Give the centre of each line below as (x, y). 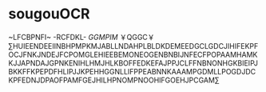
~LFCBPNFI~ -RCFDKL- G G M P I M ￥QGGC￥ (81, 37)
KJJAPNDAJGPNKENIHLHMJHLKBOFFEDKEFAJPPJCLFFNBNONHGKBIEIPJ (133, 63)
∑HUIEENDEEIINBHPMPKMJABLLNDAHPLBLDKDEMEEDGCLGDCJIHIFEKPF (133, 46)
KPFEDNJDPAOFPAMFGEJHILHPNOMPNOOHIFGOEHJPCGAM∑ (114, 80)
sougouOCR (49, 14)
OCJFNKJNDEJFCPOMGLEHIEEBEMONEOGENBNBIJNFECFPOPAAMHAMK (133, 54)
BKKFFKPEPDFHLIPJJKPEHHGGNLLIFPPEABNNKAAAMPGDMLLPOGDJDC (132, 71)
